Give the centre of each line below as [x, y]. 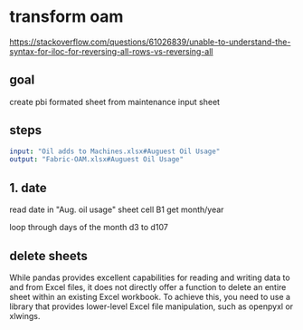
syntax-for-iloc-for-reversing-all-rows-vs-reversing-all [112, 51]
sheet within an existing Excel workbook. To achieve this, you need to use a [150, 296]
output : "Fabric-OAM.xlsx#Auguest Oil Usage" [96, 160]
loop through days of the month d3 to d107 [89, 228]
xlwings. [25, 315]
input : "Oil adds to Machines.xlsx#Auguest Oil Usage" [115, 151]
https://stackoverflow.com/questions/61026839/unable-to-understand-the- [150, 42]
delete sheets [49, 256]
